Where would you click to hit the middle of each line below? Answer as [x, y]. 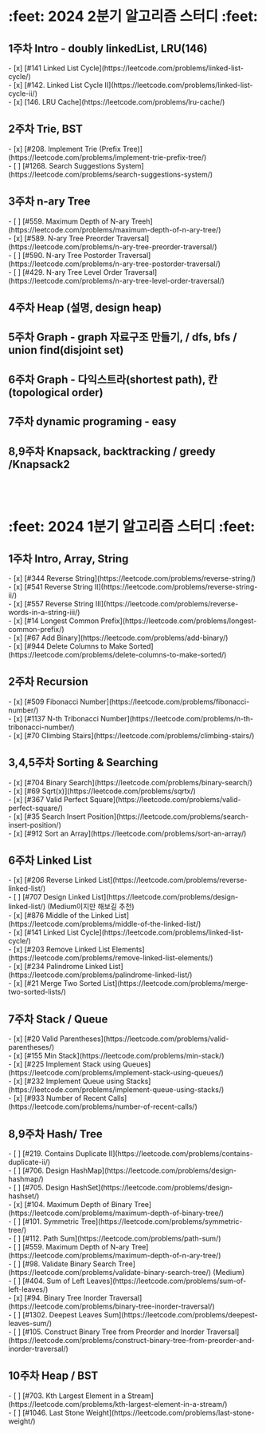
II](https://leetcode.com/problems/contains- [181, 1154]
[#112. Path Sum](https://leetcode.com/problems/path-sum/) [122, 1238]
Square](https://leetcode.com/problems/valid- [165, 799]
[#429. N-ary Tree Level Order [72, 272]
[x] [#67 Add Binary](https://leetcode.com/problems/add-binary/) [121, 638]
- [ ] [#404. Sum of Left [47, 1281]
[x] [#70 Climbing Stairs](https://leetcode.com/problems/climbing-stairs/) [134, 735]
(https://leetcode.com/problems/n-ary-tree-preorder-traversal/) [113, 246]
